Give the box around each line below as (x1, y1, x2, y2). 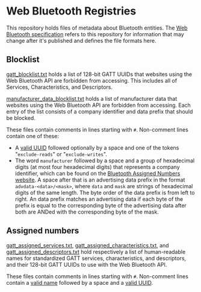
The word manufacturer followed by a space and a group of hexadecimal (14, 157, 195, 164)
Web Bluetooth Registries (6, 4, 137, 18)
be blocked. (6, 114, 36, 121)
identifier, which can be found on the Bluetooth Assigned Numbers (14, 170, 181, 177)
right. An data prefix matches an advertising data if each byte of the (14, 195, 184, 203)
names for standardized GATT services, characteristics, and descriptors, (6, 255, 187, 262)
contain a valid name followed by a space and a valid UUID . (6, 279, 153, 286)
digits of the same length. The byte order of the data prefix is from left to (14, 189, 195, 196)
